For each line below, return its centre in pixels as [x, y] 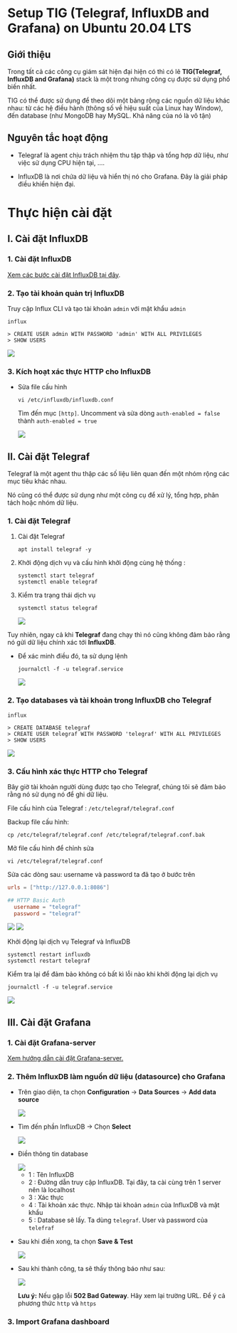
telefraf [41, 1228]
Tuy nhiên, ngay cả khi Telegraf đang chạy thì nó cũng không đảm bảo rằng [119, 635]
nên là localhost [52, 1190]
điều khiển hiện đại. [47, 184]
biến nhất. [22, 86]
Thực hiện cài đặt [60, 213]
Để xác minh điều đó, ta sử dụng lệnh [73, 656]
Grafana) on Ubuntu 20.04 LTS [100, 28]
